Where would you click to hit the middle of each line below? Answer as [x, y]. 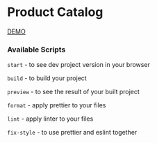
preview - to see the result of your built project [74, 92]
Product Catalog [55, 12]
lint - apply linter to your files [50, 119]
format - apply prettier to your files [57, 105]
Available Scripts [36, 50]
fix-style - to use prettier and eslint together [72, 133]
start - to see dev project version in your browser [79, 65]
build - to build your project [47, 78]
